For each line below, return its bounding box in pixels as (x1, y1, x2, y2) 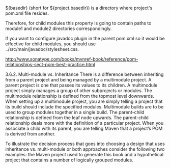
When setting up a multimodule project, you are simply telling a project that (5, 98, 163, 104)
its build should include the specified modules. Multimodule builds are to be (5, 104, 164, 109)
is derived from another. (5, 131, 56, 137)
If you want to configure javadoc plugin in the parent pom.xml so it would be (5, 36, 165, 41)
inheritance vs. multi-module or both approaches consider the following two (5, 146, 165, 152)
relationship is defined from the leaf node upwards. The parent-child (5, 115, 149, 121)
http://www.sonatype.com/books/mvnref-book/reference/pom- (5, 56, 138, 62)
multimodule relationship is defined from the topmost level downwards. (5, 93, 154, 99)
